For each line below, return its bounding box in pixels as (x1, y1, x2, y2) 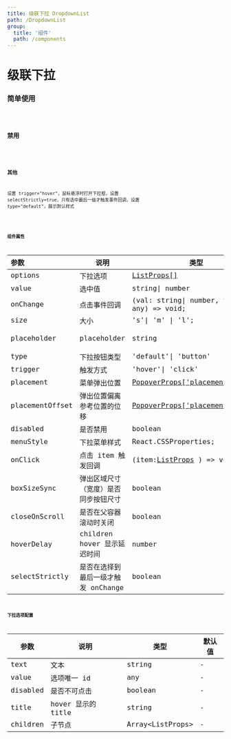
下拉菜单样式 (79, 438, 122, 447)
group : (7, 23, 26, 30)
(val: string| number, (131, 296, 219, 305)
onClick (10, 456, 40, 465)
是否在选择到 (79, 563, 122, 571)
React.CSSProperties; (131, 437, 215, 447)
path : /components (13, 36, 67, 43)
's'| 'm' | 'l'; (131, 316, 195, 325)
